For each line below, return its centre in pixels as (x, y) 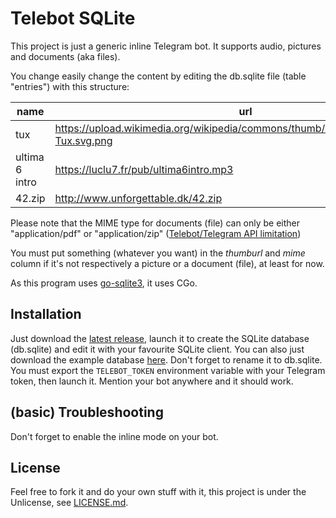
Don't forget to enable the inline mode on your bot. (114, 436)
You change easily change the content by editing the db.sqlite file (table (158, 76)
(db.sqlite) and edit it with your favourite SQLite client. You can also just (157, 349)
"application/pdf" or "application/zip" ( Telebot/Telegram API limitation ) (156, 233)
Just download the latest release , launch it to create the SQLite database (160, 338)
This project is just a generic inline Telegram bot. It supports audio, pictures (166, 46)
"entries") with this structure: (70, 86)
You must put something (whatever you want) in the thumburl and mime (158, 253)
